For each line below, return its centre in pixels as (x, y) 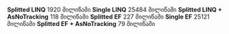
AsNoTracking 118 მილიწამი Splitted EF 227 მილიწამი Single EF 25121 (109, 17)
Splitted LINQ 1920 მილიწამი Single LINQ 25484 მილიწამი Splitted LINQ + (115, 10)
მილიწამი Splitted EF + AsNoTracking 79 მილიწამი (81, 24)
